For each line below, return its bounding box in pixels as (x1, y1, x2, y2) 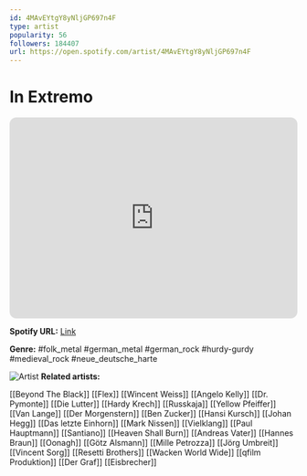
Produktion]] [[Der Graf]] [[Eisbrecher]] (9, 457, 157, 468)
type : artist (9, 22, 59, 31)
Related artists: (40, 371, 101, 382)
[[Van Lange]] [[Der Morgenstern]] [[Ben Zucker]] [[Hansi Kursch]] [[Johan (9, 408, 292, 419)
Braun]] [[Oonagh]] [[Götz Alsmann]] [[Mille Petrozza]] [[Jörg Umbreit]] (9, 438, 279, 449)
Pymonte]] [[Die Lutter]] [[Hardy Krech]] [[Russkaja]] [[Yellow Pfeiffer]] (9, 398, 277, 409)
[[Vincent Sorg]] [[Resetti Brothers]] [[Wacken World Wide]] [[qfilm (9, 447, 261, 458)
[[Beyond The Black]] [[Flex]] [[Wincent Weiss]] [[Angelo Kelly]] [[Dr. (9, 389, 269, 400)
